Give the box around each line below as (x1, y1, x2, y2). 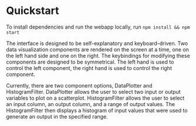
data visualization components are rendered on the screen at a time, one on (6, 45, 190, 53)
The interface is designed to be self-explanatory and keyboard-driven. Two (6, 40, 188, 47)
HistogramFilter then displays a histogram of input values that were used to (6, 107, 188, 114)
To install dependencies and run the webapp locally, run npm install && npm (6, 23, 191, 30)
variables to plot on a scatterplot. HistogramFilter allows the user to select (6, 94, 185, 101)
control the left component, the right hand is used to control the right (6, 64, 172, 71)
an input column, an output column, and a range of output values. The (6, 100, 175, 107)
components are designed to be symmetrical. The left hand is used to (6, 58, 174, 65)
